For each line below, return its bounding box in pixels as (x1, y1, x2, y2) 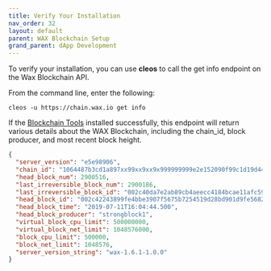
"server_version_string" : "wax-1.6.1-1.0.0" (15, 248, 168, 256)
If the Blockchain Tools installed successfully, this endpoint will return (8, 118, 240, 127)
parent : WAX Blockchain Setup (8, 34, 110, 43)
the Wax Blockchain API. (8, 73, 90, 82)
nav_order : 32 (8, 19, 56, 27)
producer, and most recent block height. (8, 135, 143, 145)
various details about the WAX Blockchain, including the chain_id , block (8, 127, 246, 136)
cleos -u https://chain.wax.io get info (8, 104, 147, 112)
